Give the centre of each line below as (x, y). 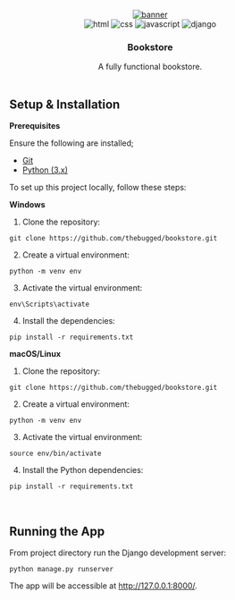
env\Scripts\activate (50, 304)
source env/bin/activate (55, 454)
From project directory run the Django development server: (118, 553)
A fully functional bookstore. (150, 67)
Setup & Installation (65, 104)
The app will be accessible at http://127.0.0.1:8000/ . (104, 586)
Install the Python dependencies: (83, 470)
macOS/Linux (35, 354)
